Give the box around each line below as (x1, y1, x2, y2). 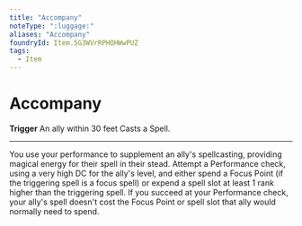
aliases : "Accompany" (9, 30, 91, 39)
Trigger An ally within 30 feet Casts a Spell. (9, 123, 171, 134)
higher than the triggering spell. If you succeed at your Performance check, (9, 187, 289, 197)
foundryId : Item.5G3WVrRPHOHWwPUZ (9, 38, 139, 48)
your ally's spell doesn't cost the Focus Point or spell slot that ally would (9, 196, 277, 207)
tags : (9, 47, 30, 56)
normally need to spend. (9, 205, 100, 216)
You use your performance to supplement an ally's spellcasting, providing (9, 149, 283, 160)
